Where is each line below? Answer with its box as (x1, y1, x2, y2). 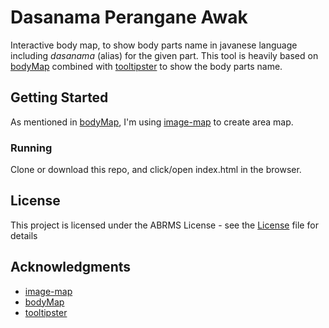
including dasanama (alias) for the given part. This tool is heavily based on (10, 49, 319, 61)
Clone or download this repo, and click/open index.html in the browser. (10, 164, 302, 176)
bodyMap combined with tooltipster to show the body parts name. (10, 60, 283, 72)
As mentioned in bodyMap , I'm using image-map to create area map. (10, 116, 294, 128)
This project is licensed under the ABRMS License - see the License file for (10, 219, 319, 231)
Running (10, 141, 53, 155)
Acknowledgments (10, 259, 132, 276)
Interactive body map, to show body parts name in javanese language (10, 39, 298, 51)
